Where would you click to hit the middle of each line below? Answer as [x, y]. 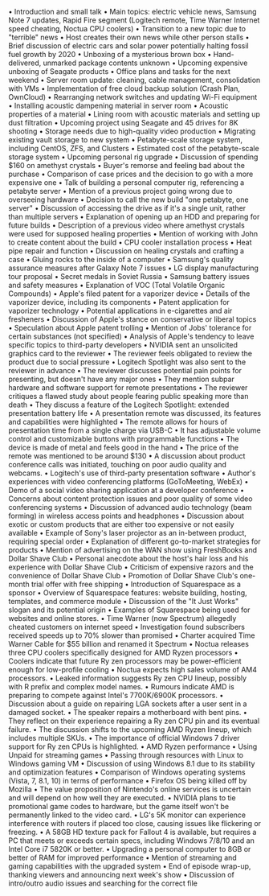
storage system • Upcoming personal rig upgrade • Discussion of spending [133, 157]
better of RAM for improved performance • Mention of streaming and [122, 857]
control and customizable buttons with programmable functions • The [124, 439]
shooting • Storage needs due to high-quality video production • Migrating [132, 131]
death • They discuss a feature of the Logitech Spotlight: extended [119, 405]
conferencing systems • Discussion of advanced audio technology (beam [130, 507]
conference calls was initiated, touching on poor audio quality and [117, 464]
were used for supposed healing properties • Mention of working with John [133, 234]
